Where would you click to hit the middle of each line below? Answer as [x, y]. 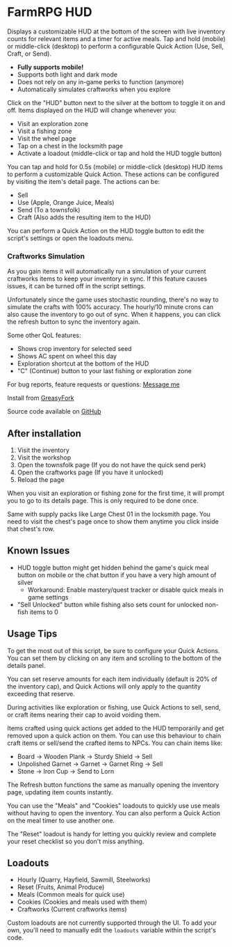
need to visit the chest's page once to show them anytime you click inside [113, 522]
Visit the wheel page [47, 138]
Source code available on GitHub [55, 412]
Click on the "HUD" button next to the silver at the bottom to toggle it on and [116, 102]
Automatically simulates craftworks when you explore [94, 89]
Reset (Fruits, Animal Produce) [61, 887]
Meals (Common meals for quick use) [71, 895]
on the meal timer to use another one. [61, 820]
